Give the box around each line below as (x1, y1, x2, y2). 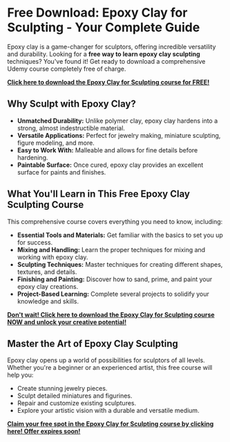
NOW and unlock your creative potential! (7, 317, 126, 326)
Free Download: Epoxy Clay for (7, 5, 188, 21)
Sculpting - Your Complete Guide (7, 19, 200, 35)
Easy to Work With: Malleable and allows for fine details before (17, 145, 198, 154)
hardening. (17, 153, 48, 161)
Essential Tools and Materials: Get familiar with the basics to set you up (17, 231, 223, 239)
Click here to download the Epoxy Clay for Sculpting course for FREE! (7, 78, 210, 86)
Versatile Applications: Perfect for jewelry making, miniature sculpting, (17, 131, 221, 139)
